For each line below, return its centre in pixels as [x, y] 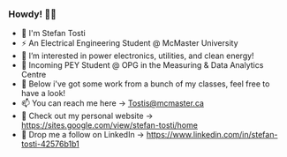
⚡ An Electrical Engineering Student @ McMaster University [130, 43]
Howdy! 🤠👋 [32, 14]
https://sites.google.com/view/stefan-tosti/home [109, 125]
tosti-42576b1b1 [50, 144]
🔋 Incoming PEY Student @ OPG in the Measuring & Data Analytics [142, 65]
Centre [34, 75]
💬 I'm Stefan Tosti [53, 34]
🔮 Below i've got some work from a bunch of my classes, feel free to [145, 84]
